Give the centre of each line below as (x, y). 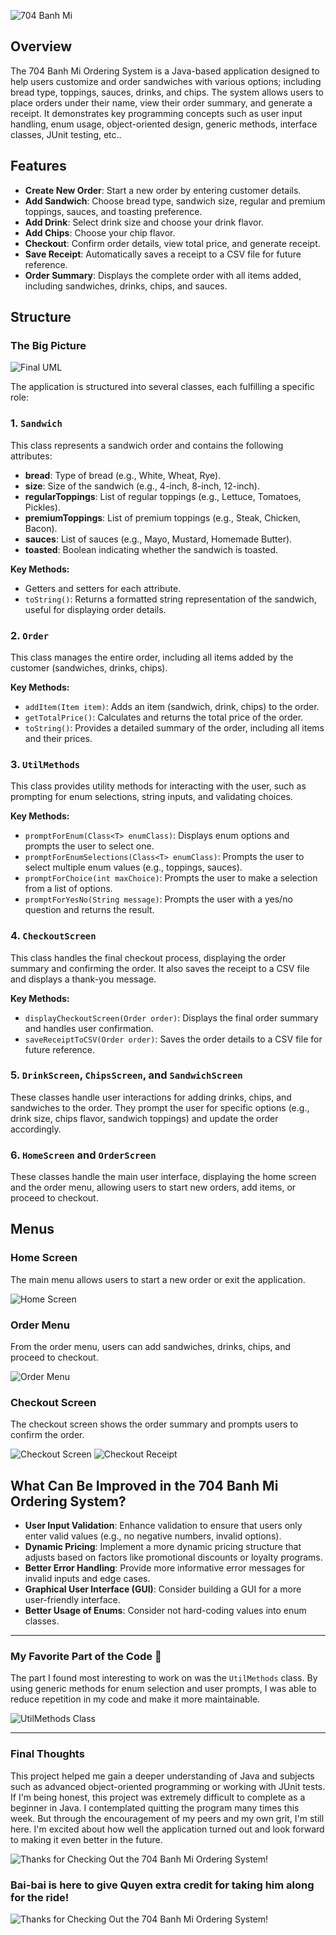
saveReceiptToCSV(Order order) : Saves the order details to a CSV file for (173, 1039)
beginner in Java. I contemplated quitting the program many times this (155, 1807)
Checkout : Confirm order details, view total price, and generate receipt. (172, 243)
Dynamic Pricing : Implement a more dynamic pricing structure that (163, 1547)
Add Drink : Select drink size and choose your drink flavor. (144, 222)
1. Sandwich (36, 423)
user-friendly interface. (72, 1600)
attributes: (31, 456)
